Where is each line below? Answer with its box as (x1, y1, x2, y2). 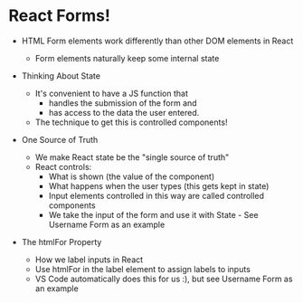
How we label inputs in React (34, 254, 144, 265)
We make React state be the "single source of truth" (34, 151, 230, 163)
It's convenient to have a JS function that (34, 88, 189, 99)
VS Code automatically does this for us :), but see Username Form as (34, 273, 293, 284)
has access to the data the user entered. (48, 107, 200, 118)
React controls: (34, 161, 92, 172)
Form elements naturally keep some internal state (34, 52, 220, 63)
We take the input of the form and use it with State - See (48, 209, 259, 220)
